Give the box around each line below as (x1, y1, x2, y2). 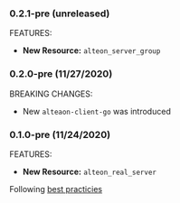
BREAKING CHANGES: (9, 88, 93, 99)
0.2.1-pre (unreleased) (9, 7, 110, 20)
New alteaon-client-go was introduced (22, 106, 172, 116)
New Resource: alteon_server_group (22, 45, 161, 56)
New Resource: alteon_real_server (22, 166, 156, 177)
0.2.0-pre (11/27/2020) (9, 68, 113, 80)
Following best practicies (9, 183, 102, 194)
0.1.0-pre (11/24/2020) (9, 128, 111, 141)
